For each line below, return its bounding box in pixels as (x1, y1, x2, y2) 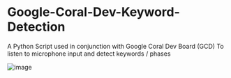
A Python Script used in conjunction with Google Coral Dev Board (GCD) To (7, 42, 225, 50)
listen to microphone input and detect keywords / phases (7, 49, 171, 58)
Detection (7, 19, 66, 35)
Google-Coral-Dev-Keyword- (7, 4, 180, 20)
